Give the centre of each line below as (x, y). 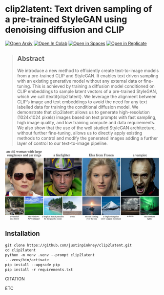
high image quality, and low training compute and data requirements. (86, 122)
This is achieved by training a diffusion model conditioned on (93, 86)
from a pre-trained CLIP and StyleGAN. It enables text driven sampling (88, 76)
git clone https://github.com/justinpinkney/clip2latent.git (69, 246)
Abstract (31, 59)
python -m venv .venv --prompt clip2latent (50, 255)
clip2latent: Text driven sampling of (79, 9)
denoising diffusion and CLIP (65, 30)
